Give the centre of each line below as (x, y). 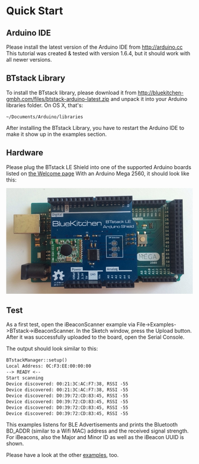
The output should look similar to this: (52, 349)
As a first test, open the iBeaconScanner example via (71, 325)
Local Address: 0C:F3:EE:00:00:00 (49, 366)
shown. (15, 444)
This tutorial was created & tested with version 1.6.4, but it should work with (98, 53)
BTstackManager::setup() (37, 360)
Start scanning (25, 378)
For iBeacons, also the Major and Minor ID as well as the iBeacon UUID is (95, 437)
